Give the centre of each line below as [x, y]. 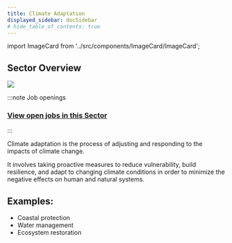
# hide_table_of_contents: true [54, 26]
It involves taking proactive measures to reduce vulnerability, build [102, 165]
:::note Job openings [37, 98]
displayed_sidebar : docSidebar [52, 20]
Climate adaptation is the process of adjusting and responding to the [105, 144]
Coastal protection [44, 218]
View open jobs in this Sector [57, 116]
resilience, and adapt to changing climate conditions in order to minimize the [116, 172]
